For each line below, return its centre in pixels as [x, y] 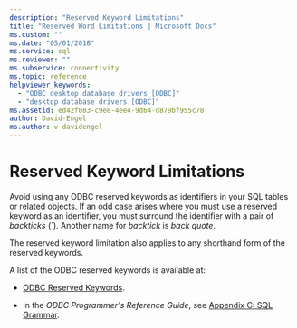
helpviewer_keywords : [50, 85]
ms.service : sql [40, 52]
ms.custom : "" [36, 34]
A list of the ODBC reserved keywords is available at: [108, 270]
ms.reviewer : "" [40, 60]
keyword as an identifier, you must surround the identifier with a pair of [142, 216]
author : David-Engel [48, 118]
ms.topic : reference [48, 77]
